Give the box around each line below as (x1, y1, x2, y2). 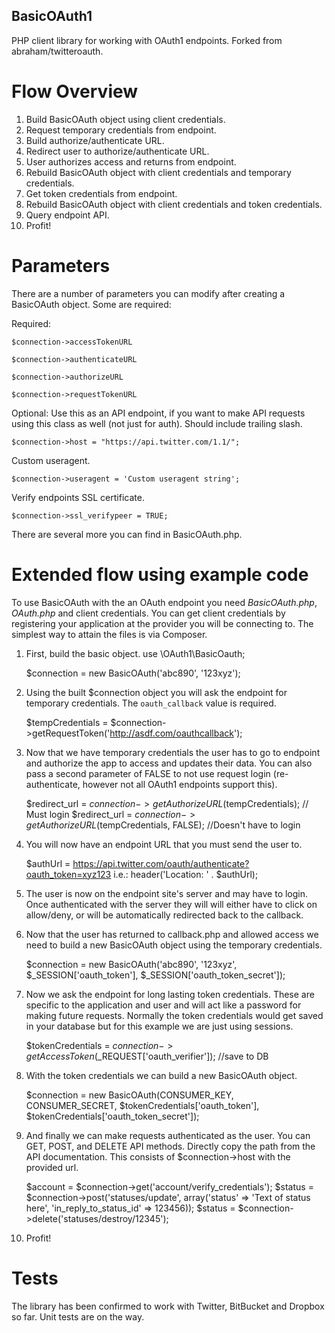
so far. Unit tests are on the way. (11, 1310, 145, 1323)
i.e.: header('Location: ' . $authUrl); (113, 868, 259, 880)
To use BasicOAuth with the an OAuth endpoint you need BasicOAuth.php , (11, 596, 318, 608)
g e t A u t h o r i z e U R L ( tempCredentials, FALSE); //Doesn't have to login (25, 819, 301, 831)
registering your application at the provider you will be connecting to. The (11, 617, 314, 629)
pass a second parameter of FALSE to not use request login (25, 767, 271, 779)
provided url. (25, 1161, 79, 1173)
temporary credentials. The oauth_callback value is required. (25, 697, 277, 709)
